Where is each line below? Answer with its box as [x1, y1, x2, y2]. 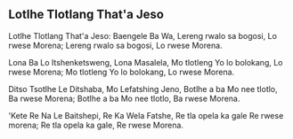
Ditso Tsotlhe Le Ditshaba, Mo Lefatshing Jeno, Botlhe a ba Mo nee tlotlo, [8, 83, 278, 94]
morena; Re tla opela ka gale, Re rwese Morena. [8, 120, 184, 130]
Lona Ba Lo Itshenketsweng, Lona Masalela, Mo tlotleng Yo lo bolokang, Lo [8, 57, 283, 67]
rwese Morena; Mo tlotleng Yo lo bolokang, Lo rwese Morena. [8, 66, 235, 77]
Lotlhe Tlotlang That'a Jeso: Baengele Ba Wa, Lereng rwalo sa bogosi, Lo [8, 30, 278, 41]
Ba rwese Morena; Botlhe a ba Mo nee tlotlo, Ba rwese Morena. [8, 93, 240, 104]
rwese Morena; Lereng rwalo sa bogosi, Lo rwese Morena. [8, 40, 224, 50]
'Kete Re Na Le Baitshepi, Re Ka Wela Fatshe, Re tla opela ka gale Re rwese [8, 110, 284, 120]
